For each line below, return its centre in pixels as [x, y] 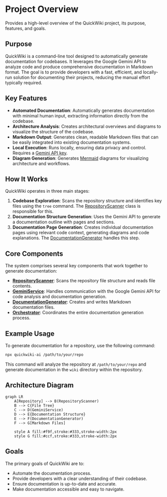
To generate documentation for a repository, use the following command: [80, 345]
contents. [22, 286]
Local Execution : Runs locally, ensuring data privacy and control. [79, 147]
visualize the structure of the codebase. [53, 131]
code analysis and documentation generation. [59, 297]
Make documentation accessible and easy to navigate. [68, 489]
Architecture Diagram [39, 385]
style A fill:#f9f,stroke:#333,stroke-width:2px [66, 432]
